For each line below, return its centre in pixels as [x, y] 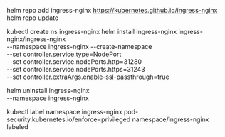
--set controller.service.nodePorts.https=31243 [76, 69]
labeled [18, 127]
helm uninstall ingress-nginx [48, 91]
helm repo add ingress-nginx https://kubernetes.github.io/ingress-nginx [112, 10]
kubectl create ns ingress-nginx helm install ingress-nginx [92, 32]
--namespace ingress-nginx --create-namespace [79, 46]
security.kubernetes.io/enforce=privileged [69, 119]
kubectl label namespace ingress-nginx [64, 112]
